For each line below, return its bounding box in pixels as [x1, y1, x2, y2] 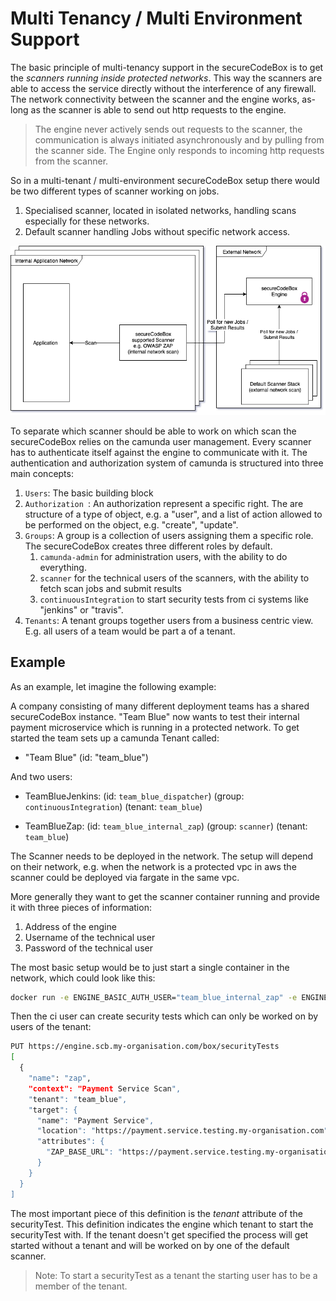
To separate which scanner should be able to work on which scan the [10, 425, 297, 437]
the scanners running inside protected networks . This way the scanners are [10, 72, 323, 84]
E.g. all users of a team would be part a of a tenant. [24, 625, 236, 637]
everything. [39, 561, 87, 573]
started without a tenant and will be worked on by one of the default [10, 1239, 290, 1251]
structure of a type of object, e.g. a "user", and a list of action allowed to [24, 508, 323, 520]
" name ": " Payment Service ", [36, 1115, 155, 1126]
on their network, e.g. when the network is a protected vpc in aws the [10, 860, 297, 872]
